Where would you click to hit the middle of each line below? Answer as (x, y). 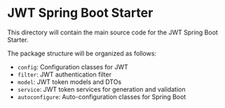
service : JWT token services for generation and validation (101, 89)
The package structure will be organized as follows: (82, 53)
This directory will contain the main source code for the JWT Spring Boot (113, 32)
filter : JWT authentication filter (64, 74)
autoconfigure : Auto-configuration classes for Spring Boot (102, 97)
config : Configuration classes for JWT (73, 67)
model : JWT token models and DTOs (69, 81)
